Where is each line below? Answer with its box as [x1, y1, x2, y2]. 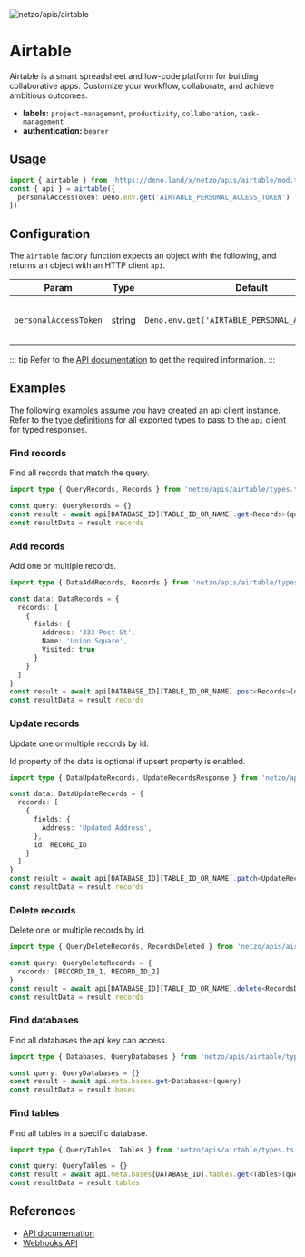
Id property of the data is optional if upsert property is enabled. [9, 755, 246, 766]
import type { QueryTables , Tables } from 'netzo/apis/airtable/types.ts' [9, 1145, 299, 1154]
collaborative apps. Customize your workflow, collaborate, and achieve [9, 80, 275, 91]
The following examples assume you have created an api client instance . [9, 404, 281, 415]
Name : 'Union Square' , [42, 636, 128, 646]
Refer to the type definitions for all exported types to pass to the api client [9, 414, 286, 425]
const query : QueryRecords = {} [9, 502, 132, 511]
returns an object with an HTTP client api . [9, 260, 166, 271]
